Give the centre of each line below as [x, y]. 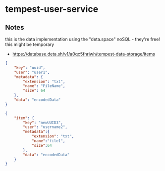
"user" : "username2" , [45, 127]
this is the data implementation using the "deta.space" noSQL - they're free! [82, 39]
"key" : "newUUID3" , [43, 123]
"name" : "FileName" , [44, 86]
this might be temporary [30, 44]
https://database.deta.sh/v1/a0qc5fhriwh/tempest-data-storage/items [83, 54]
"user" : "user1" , [32, 72]
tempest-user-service [52, 9]
